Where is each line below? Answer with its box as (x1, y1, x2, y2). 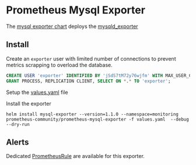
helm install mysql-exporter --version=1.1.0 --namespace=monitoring (6, 111, 179, 117)
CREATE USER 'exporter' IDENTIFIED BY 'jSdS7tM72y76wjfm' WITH (6, 72, 163, 79)
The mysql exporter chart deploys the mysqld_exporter (6, 23, 138, 30)
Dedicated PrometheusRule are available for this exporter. (6, 153, 145, 160)
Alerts (6, 137, 29, 147)
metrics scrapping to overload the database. (6, 61, 113, 68)
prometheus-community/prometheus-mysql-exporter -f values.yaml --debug (6, 116, 190, 122)
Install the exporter (6, 100, 51, 107)
